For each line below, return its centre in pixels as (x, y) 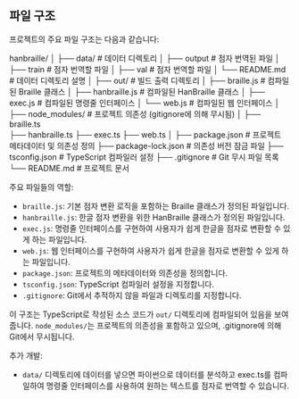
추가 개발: (26, 355)
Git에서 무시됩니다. (42, 337)
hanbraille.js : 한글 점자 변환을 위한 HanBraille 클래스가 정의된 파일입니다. (154, 217)
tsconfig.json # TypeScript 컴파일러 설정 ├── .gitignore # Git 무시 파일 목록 (144, 157)
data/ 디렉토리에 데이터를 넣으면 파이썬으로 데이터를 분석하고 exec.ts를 (147, 374)
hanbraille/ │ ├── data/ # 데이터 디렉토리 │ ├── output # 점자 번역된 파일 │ (145, 58)
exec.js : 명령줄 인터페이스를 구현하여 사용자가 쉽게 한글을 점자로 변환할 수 (151, 228)
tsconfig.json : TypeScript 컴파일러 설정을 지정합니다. (118, 284)
